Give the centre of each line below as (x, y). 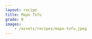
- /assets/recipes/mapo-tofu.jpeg (51, 29)
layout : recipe (21, 10)
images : (13, 24)
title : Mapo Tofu (24, 15)
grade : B (14, 19)
